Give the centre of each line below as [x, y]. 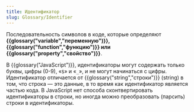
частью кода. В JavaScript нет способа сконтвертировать [79, 90]
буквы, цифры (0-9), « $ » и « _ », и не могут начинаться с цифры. [87, 71]
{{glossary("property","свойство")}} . [54, 53]
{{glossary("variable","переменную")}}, [58, 41]
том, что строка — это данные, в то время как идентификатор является [97, 83]
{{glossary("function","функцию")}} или [58, 47]
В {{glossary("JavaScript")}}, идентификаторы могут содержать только [96, 65]
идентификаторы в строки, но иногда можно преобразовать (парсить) [96, 97]
